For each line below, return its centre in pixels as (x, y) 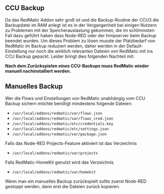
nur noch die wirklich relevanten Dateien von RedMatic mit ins (91, 51)
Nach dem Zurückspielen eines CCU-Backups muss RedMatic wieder (77, 66)
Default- (135, 46)
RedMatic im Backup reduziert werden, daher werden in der (65, 46)
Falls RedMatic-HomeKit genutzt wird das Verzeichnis (59, 162)
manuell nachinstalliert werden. (38, 71)
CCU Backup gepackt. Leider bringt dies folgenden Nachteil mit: (70, 56)
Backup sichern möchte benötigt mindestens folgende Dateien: (69, 103)
